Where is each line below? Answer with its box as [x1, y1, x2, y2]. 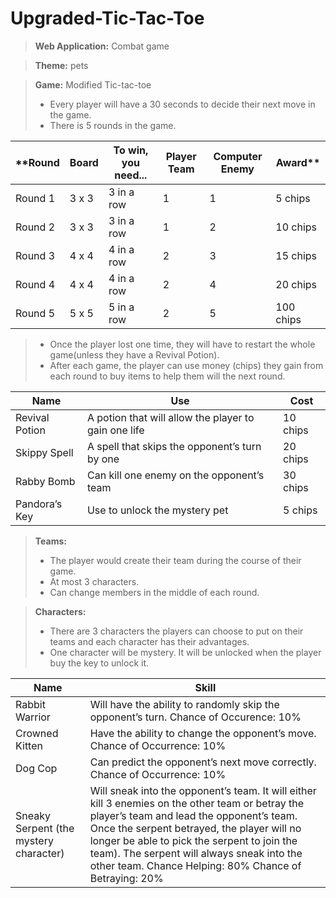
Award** [275, 155, 321, 169]
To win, [113, 143, 149, 157]
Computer [213, 149, 263, 163]
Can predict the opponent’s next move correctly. [89, 755, 317, 769]
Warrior [15, 710, 51, 724]
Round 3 [15, 248, 56, 262]
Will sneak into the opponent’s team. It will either [89, 783, 317, 797]
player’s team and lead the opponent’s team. [89, 808, 298, 822]
